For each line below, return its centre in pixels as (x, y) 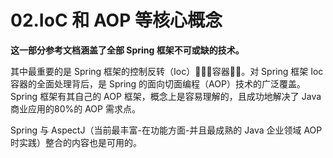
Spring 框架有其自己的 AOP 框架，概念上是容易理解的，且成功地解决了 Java (166, 96)
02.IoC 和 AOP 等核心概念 (116, 20)
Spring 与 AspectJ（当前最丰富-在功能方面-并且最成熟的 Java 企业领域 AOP (166, 130)
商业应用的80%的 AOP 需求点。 (75, 108)
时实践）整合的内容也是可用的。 (76, 142)
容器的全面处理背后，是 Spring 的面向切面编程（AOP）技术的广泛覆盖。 (158, 83)
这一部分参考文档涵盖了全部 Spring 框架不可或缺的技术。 (127, 50)
